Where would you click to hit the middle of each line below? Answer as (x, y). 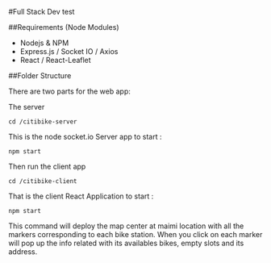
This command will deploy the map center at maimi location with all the (126, 226)
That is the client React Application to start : (81, 196)
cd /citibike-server (43, 122)
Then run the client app (47, 166)
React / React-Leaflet (55, 60)
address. (23, 252)
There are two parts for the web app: (70, 91)
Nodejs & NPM (44, 43)
